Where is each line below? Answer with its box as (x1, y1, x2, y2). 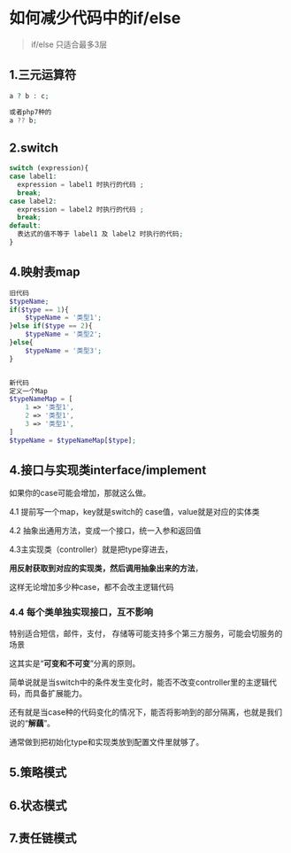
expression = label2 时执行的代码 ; (17, 205, 144, 213)
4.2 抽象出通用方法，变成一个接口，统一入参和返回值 (9, 525, 202, 536)
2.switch (9, 140, 59, 155)
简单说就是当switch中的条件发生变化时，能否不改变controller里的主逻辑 (9, 677, 270, 687)
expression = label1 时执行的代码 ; (17, 180, 144, 189)
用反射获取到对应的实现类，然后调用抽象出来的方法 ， (9, 563, 203, 574)
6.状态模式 (9, 798, 68, 813)
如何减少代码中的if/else (9, 8, 181, 28)
